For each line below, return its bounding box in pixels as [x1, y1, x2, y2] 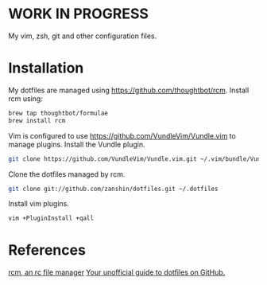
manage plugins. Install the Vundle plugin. [8, 139, 145, 149]
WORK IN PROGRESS [8, 5, 149, 23]
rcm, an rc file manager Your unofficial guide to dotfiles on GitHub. [8, 267, 226, 277]
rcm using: [8, 93, 44, 103]
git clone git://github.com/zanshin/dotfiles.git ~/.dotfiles [8, 185, 219, 193]
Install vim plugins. [8, 199, 70, 209]
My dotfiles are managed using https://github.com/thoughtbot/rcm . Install [8, 85, 250, 95]
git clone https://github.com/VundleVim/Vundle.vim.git [8, 154, 197, 163]
